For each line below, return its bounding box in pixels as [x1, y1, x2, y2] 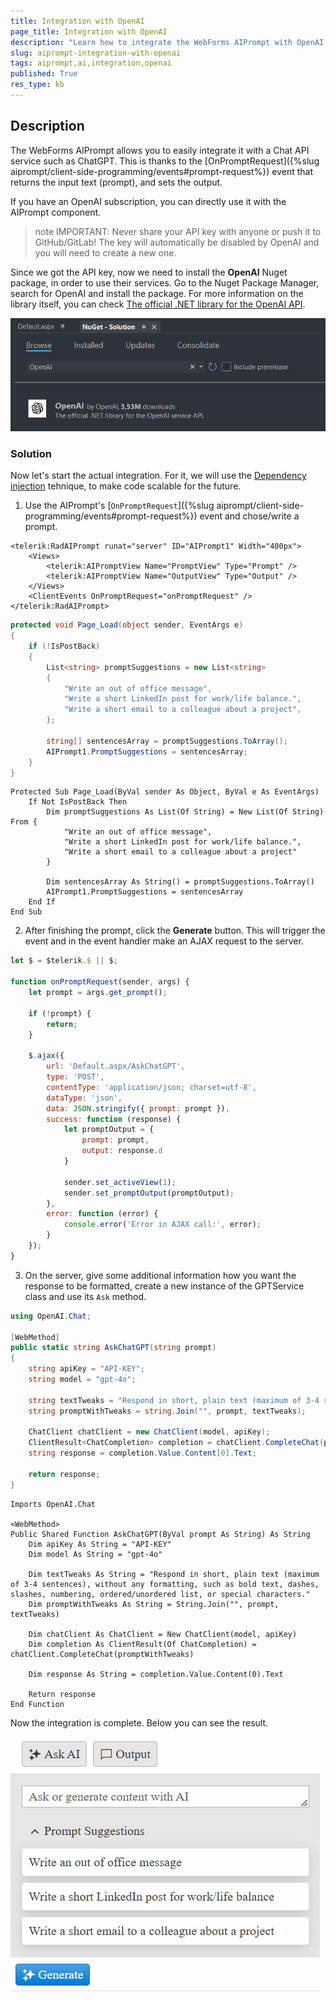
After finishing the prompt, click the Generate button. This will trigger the [24, 925, 326, 937]
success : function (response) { [46, 1114, 182, 1124]
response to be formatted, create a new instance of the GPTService [24, 1280, 305, 1292]
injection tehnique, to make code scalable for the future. [10, 480, 242, 492]
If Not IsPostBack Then [28, 797, 128, 807]
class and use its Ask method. [24, 1290, 147, 1302]
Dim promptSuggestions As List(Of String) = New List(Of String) [46, 807, 325, 817]
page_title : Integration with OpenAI [10, 26, 168, 37]
